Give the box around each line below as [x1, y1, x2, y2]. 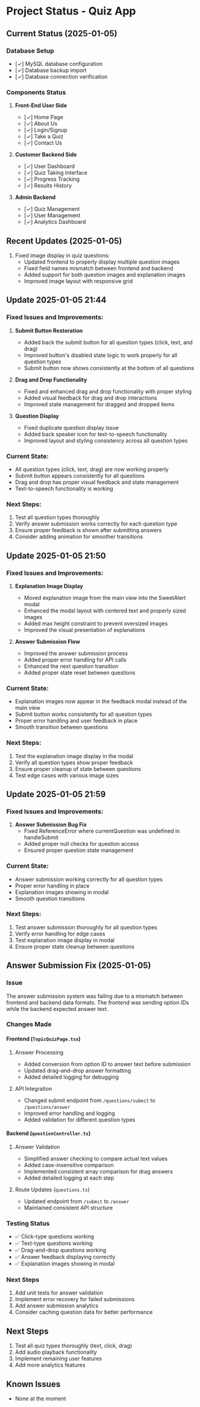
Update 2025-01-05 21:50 [6, 550, 107, 561]
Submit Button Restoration [14, 327, 83, 334]
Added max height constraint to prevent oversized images [23, 620, 168, 627]
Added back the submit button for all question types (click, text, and [23, 339, 193, 346]
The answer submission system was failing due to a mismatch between [6, 992, 183, 999]
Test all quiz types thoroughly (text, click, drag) [14, 1342, 133, 1350]
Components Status [6, 88, 66, 96]
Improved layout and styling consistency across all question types [23, 437, 188, 444]
